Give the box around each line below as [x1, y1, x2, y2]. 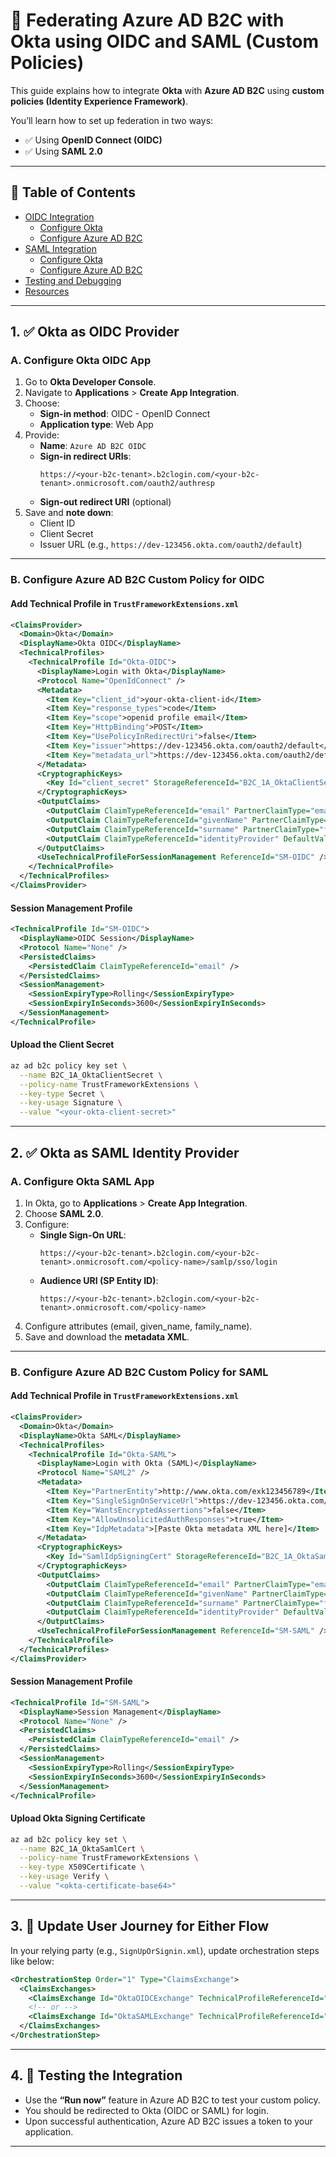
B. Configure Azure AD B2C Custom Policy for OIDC [10, 573, 265, 587]
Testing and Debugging [24, 274, 122, 286]
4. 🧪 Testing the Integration [10, 2067, 183, 2084]
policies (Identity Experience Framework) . [10, 95, 189, 107]
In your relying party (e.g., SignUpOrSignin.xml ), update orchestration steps [10, 1944, 320, 1956]
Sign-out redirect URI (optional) [39, 496, 172, 508]
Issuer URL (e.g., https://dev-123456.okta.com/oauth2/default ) [39, 539, 303, 551]
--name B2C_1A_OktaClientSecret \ [19, 1070, 163, 1080]
